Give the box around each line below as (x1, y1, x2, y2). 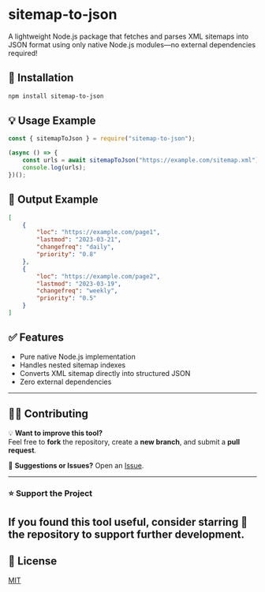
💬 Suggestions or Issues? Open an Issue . (8, 460, 144, 470)
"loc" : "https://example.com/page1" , (36, 229, 160, 236)
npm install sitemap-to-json (8, 92, 104, 100)
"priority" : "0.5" (36, 294, 97, 303)
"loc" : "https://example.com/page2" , (36, 272, 160, 281)
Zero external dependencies (19, 377, 112, 386)
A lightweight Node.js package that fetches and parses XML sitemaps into (8, 32, 249, 41)
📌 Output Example (8, 193, 99, 207)
